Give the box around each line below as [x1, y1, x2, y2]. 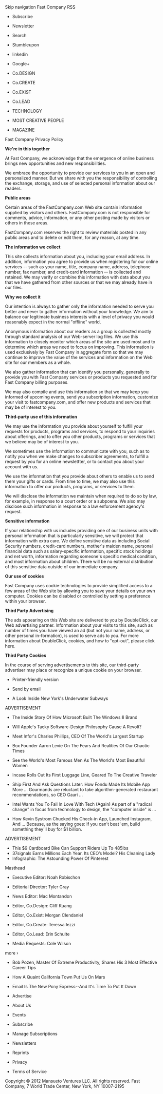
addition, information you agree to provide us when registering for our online [5, 259, 159, 264]
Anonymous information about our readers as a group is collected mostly [5, 329, 152, 334]
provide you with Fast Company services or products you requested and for [5, 374, 157, 380]
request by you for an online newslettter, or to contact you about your [5, 458, 145, 464]
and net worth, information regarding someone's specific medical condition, [5, 554, 157, 559]
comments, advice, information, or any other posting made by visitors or [5, 215, 150, 220]
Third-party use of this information [5, 414, 77, 419]
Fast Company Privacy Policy [5, 137, 64, 142]
